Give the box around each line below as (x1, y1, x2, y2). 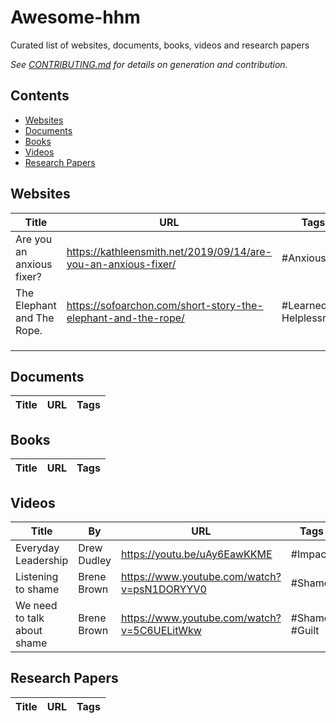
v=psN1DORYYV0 (120, 582, 207, 596)
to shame (15, 582, 60, 596)
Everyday (15, 541, 60, 555)
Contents (10, 87, 70, 105)
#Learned (281, 298, 328, 312)
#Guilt (290, 624, 320, 637)
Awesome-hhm (10, 6, 141, 29)
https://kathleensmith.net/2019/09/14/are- (66, 244, 273, 258)
